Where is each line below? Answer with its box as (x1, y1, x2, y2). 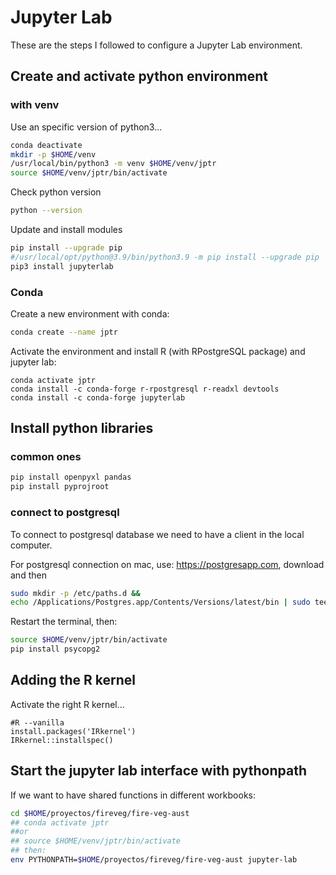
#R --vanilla (10, 717, 65, 728)
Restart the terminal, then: (10, 616, 118, 628)
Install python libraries (10, 420, 154, 437)
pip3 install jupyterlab (10, 261, 114, 271)
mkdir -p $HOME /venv (10, 149, 97, 160)
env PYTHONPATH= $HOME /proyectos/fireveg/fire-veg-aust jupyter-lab (10, 855, 298, 865)
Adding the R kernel (10, 672, 136, 689)
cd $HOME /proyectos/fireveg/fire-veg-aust (10, 808, 190, 818)
